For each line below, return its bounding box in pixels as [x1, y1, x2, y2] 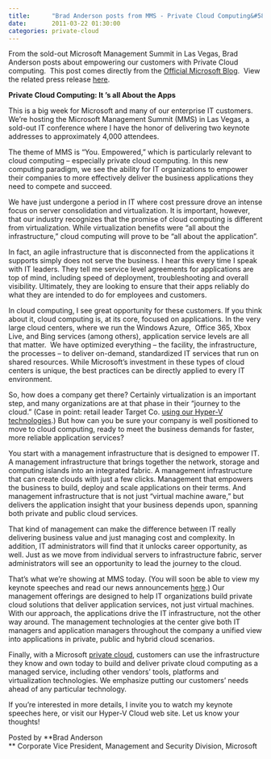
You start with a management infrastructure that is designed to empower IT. [8, 449, 260, 459]
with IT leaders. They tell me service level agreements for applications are [8, 264, 254, 275]
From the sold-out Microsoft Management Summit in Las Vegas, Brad [8, 49, 239, 59]
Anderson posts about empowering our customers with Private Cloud [8, 57, 239, 67]
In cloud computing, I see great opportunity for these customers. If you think [8, 306, 262, 316]
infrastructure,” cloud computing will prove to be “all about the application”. [8, 232, 258, 241]
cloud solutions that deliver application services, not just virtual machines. [8, 600, 255, 610]
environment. [8, 375, 52, 384]
